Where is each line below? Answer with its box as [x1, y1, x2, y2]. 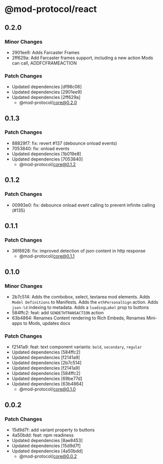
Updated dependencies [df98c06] [11, 84, 82, 90]
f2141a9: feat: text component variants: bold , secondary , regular [11, 344, 142, 350]
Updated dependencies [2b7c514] [11, 360, 82, 366]
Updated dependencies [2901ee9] [11, 89, 82, 95]
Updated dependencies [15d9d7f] [11, 443, 81, 449]
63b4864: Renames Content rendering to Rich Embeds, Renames [11, 315, 146, 321]
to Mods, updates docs [23, 320, 70, 326]
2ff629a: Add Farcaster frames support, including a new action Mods [11, 55, 153, 61]
